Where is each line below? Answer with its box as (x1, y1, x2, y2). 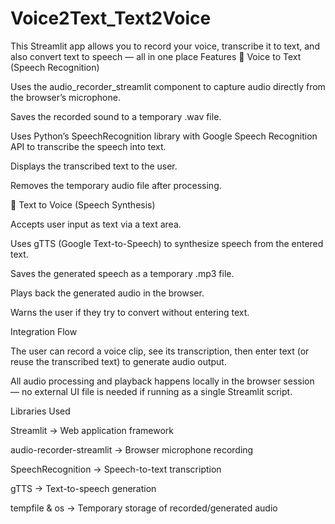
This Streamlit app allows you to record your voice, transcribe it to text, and (10, 40, 320, 52)
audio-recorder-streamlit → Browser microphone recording (10, 443, 254, 456)
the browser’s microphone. (10, 91, 121, 103)
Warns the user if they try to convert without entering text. (10, 306, 250, 318)
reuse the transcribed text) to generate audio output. (10, 355, 227, 367)
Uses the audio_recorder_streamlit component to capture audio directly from (10, 80, 326, 92)
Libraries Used (10, 405, 71, 417)
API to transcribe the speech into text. (10, 140, 167, 152)
